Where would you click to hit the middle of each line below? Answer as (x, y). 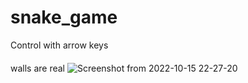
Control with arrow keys (59, 45)
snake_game (64, 17)
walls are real (38, 68)
